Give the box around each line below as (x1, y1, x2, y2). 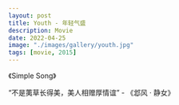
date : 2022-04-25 (8, 33, 66, 42)
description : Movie (8, 26, 74, 34)
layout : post (8, 11, 52, 20)
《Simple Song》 (8, 71, 57, 80)
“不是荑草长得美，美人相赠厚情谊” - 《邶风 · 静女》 (8, 88, 175, 97)
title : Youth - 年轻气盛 (8, 19, 86, 27)
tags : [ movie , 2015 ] (8, 49, 78, 56)
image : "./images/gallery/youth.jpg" (8, 41, 134, 49)
